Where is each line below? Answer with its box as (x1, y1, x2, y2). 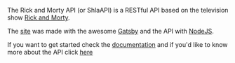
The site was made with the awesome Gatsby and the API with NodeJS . (7, 27, 214, 35)
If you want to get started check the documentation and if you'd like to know (7, 41, 228, 48)
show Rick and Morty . (7, 13, 70, 22)
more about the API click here (7, 48, 93, 56)
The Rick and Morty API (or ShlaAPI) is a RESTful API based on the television (7, 6, 229, 14)
